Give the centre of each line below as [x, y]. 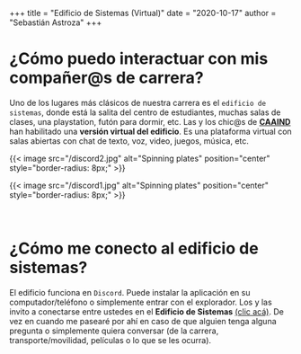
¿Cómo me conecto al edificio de [134, 248]
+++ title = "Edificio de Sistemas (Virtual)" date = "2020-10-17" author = [143, 13]
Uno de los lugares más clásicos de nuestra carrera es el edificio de [138, 102]
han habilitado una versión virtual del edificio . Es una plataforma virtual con [150, 131]
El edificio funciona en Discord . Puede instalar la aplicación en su [130, 292]
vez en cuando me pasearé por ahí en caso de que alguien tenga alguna [143, 321]
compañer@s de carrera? [106, 78]
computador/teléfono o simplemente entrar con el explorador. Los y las [141, 302]
